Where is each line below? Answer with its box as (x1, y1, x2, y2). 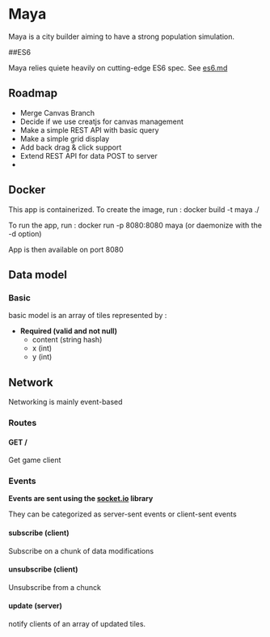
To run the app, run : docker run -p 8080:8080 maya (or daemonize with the (8, 220, 263, 230)
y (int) (32, 352, 53, 362)
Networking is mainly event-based (8, 397, 123, 407)
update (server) (8, 601, 62, 611)
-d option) (8, 228, 42, 239)
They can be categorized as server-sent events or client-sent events (8, 509, 237, 519)
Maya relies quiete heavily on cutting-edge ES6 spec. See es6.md (8, 62, 228, 73)
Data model (8, 268, 67, 282)
